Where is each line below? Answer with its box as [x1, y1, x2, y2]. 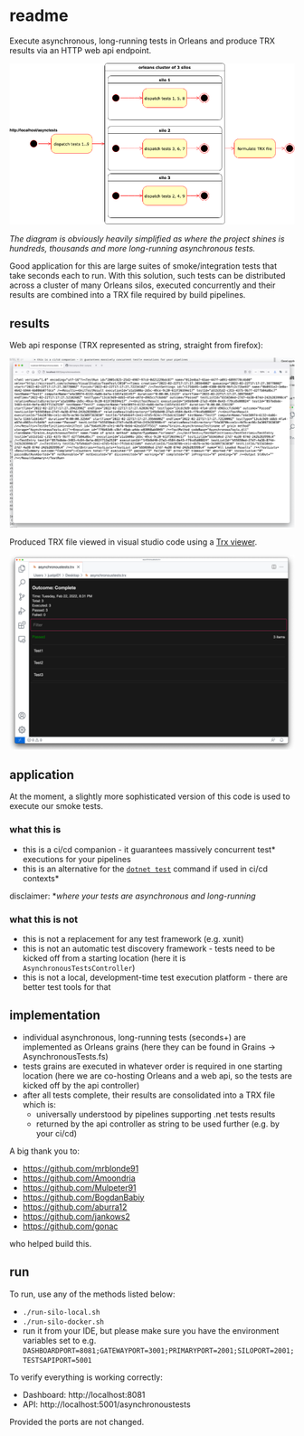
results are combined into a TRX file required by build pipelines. [9, 290, 246, 300]
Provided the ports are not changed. [9, 1416, 145, 1427]
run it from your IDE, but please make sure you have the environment [22, 1325, 280, 1336]
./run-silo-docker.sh [22, 1317, 104, 1327]
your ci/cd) [35, 1127, 78, 1138]
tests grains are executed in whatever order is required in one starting [22, 1060, 283, 1071]
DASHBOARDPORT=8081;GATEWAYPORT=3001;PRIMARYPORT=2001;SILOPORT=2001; [22, 1346, 295, 1355]
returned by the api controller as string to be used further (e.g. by [35, 1118, 280, 1129]
